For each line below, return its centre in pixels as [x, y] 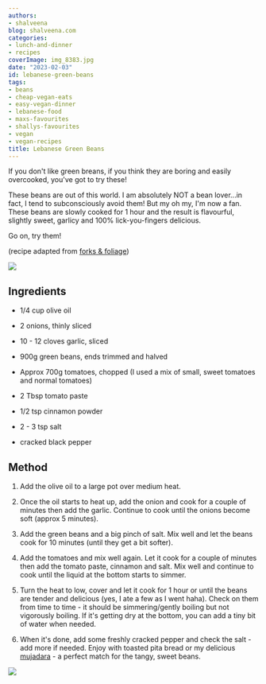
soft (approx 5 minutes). [59, 519]
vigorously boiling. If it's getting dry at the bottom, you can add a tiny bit [138, 616]
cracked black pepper [56, 442]
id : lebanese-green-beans [51, 75]
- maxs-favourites [39, 119]
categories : [28, 38]
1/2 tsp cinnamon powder [61, 411]
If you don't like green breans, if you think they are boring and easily [120, 171]
